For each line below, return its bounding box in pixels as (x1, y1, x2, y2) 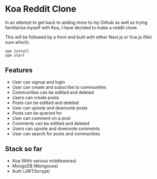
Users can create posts (12, 94, 59, 100)
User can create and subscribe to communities (12, 84, 106, 90)
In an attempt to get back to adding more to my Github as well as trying (5, 19, 148, 25)
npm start (5, 53, 25, 58)
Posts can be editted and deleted (12, 100, 79, 106)
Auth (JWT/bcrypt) (12, 168, 50, 174)
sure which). (5, 39, 30, 45)
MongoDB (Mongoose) (12, 163, 59, 169)
